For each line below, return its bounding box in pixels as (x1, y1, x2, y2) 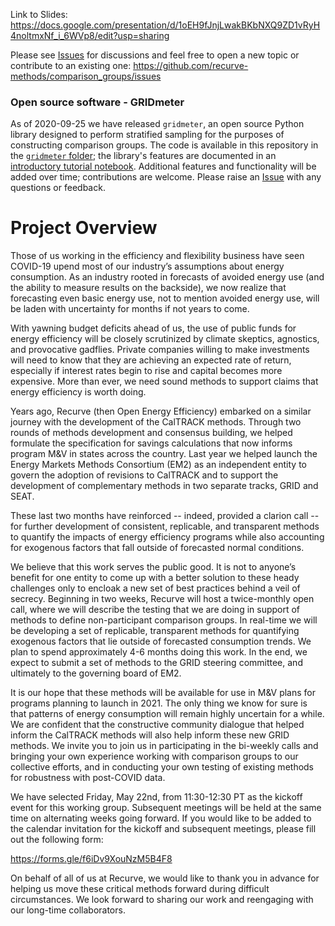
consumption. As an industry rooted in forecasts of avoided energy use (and (10, 271, 325, 283)
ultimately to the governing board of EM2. (10, 667, 182, 679)
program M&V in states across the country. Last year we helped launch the (10, 448, 318, 460)
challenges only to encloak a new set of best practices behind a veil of (10, 582, 301, 594)
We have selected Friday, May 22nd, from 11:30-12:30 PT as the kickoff (10, 791, 303, 803)
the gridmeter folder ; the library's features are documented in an (10, 150, 277, 162)
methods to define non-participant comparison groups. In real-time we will (10, 614, 318, 626)
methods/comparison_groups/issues (10, 70, 162, 82)
